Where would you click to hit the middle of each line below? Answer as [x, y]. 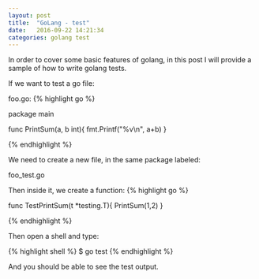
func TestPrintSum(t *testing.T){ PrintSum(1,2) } [86, 206]
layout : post [30, 15]
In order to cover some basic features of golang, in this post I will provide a [130, 60]
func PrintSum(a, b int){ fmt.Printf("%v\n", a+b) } [88, 129]
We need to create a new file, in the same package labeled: [105, 160]
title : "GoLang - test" [49, 23]
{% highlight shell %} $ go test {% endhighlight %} [91, 251]
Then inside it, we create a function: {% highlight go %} [98, 191]
